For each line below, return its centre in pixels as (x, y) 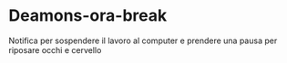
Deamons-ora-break (88, 16)
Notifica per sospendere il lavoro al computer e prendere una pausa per (143, 40)
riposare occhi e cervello (55, 49)
